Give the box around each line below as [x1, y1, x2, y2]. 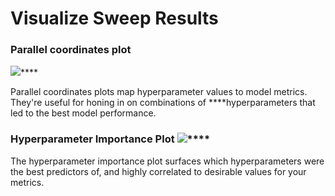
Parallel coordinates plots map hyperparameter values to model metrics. [10, 86, 308, 98]
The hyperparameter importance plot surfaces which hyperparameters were [10, 155, 325, 167]
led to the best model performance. [10, 107, 157, 119]
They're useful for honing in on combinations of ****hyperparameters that [10, 97, 316, 109]
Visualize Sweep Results [10, 7, 219, 30]
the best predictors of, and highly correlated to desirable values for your [10, 165, 307, 177]
